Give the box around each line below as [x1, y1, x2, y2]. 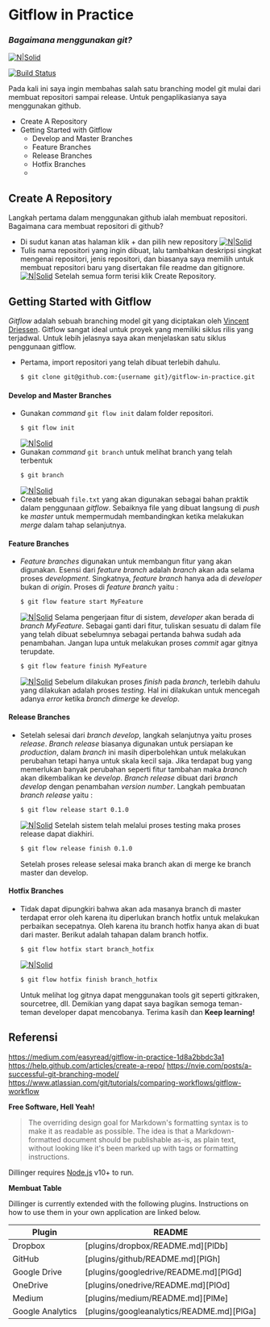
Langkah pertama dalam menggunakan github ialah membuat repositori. [8, 213, 247, 223]
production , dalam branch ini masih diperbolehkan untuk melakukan [19, 747, 247, 757]
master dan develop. [19, 867, 89, 877]
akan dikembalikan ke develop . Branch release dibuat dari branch [19, 773, 239, 783]
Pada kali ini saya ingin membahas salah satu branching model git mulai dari [8, 84, 261, 94]
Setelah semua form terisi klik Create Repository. [54, 272, 217, 281]
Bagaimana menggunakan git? [8, 35, 133, 46]
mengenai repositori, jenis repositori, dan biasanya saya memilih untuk [19, 254, 254, 264]
